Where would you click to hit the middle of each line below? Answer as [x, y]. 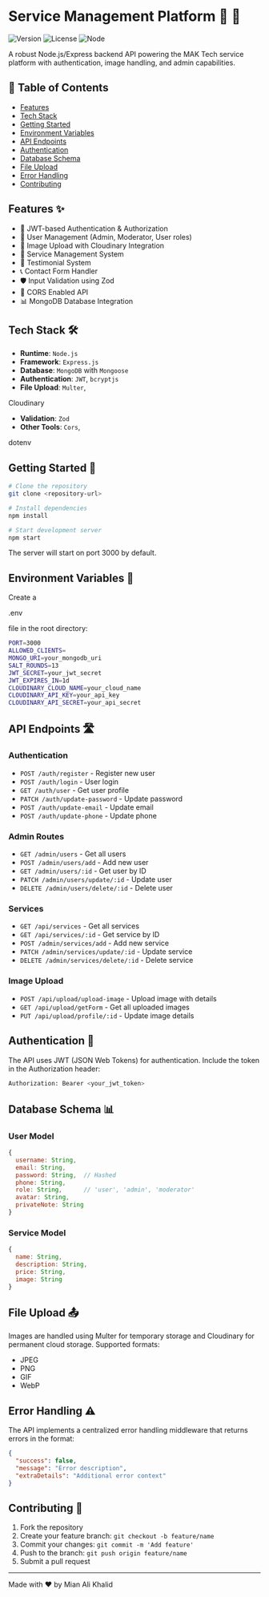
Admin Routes [36, 836]
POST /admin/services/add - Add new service [94, 943]
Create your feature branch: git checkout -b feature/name [117, 1536]
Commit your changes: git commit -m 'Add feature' [107, 1544]
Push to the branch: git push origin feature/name [104, 1553]
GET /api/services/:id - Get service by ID [90, 935]
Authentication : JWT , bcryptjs [69, 379]
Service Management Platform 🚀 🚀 [125, 16]
